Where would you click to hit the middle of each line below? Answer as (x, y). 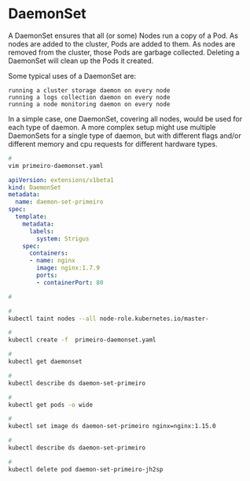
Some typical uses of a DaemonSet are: (72, 76)
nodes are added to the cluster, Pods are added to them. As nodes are (122, 43)
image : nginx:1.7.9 (68, 268)
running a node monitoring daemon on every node (89, 104)
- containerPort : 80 (70, 282)
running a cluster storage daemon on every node (89, 90)
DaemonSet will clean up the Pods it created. (81, 61)
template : (31, 217)
